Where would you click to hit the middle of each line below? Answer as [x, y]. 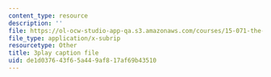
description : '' [35, 23]
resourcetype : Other [43, 46]
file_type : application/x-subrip [65, 38]
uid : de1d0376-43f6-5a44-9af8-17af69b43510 [83, 61]
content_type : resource [48, 16]
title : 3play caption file [54, 53]
